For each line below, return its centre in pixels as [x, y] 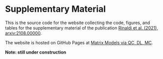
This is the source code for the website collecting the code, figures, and [78, 23]
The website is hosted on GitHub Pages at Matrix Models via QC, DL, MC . [79, 42]
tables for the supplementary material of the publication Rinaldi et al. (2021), [81, 28]
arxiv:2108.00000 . [23, 33]
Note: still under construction [36, 52]
